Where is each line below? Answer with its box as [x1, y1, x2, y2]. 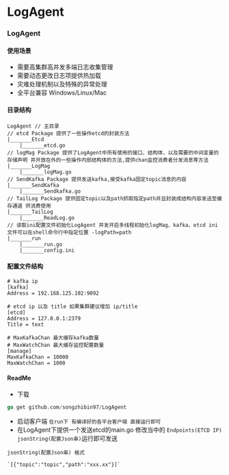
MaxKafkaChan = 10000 [7, 354, 69, 361]
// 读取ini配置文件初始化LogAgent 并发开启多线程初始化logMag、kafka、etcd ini [7, 221, 219, 228]
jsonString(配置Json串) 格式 [7, 449, 85, 456]
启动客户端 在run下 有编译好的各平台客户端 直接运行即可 [16, 417, 161, 425]
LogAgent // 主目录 [7, 123, 59, 130]
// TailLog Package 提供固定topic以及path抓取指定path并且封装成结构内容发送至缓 [7, 195, 222, 202]
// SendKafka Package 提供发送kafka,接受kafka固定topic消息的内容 [7, 175, 187, 182]
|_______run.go [19, 241, 63, 247]
